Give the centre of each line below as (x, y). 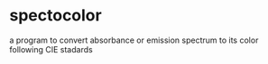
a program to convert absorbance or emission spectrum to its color (134, 40)
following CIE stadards (51, 49)
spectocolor (55, 16)
